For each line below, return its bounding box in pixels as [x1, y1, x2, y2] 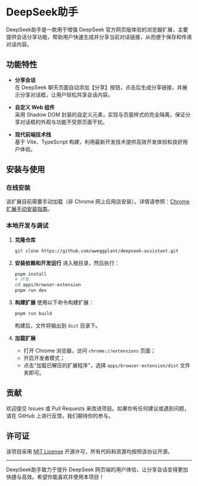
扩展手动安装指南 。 [6, 206, 53, 213]
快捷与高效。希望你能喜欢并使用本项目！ [6, 473, 104, 480]
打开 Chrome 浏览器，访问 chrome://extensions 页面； [23, 347, 156, 354]
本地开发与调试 [6, 221, 49, 230]
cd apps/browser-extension [14, 282, 81, 288]
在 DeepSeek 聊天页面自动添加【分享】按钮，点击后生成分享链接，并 [14, 84, 183, 91]
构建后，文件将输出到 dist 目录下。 [14, 322, 101, 329]
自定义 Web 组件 [14, 104, 55, 111]
